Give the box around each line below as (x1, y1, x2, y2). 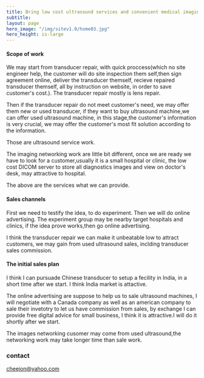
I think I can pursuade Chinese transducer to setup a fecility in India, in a (6, 274, 187, 281)
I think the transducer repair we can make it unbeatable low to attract (6, 234, 179, 241)
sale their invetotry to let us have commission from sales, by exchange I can (6, 305, 196, 312)
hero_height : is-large (6, 32, 64, 38)
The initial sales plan (6, 260, 59, 268)
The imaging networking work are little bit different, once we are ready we (6, 150, 192, 158)
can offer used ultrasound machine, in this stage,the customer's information (6, 114, 196, 121)
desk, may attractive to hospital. (6, 170, 87, 177)
